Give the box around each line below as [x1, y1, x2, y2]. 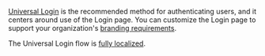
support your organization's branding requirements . [8, 24, 176, 32]
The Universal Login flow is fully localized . [8, 39, 146, 48]
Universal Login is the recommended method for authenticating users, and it [8, 7, 257, 16]
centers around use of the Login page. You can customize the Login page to [8, 15, 256, 24]
